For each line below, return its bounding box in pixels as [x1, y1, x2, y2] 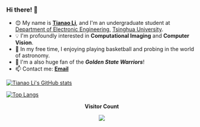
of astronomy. [15, 52, 50, 60]
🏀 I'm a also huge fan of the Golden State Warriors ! [15, 58, 145, 66]
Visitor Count [84, 103, 119, 110]
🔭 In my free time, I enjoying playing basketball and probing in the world [15, 46, 195, 53]
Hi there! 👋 [6, 5, 38, 14]
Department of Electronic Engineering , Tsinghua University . [15, 26, 164, 33]
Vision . [15, 39, 34, 46]
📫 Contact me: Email [15, 65, 69, 72]
